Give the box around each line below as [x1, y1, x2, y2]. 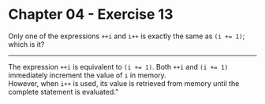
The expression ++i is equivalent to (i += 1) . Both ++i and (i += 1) [8, 62, 229, 71]
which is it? [8, 39, 45, 48]
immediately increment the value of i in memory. [8, 70, 167, 80]
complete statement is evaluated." [8, 87, 119, 96]
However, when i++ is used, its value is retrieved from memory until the [8, 78, 240, 88]
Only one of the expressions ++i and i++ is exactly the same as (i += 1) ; [8, 31, 245, 41]
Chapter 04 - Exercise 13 [8, 5, 174, 23]
